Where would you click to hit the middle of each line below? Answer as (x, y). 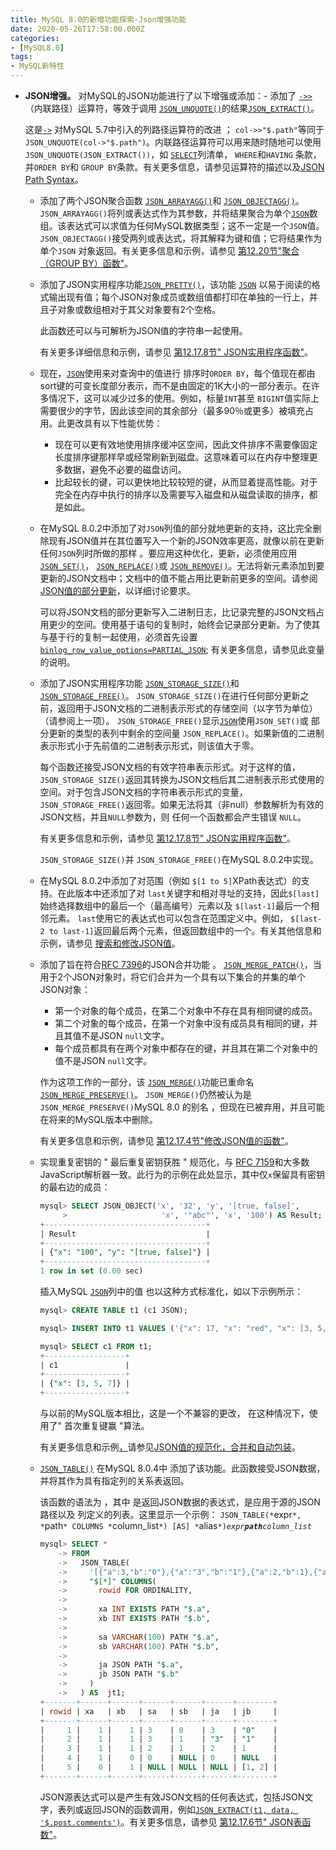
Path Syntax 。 (54, 179)
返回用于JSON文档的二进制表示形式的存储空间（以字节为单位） (187, 708)
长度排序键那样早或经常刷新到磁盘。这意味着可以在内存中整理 (182, 457)
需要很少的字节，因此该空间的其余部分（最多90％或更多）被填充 (172, 410)
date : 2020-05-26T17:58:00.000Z (77, 29)
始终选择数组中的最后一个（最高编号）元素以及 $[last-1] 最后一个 (175, 905)
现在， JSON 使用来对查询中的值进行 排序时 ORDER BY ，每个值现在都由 (177, 373)
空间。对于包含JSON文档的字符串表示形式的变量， (143, 792)
